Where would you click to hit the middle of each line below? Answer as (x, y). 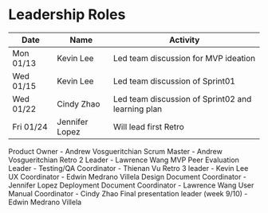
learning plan (138, 109)
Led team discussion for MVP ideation (184, 58)
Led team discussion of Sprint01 (174, 81)
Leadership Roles (67, 15)
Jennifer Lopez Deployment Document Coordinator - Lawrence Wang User (131, 185)
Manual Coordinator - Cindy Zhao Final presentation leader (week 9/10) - (128, 193)
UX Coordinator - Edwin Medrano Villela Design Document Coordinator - (128, 176)
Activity (184, 40)
